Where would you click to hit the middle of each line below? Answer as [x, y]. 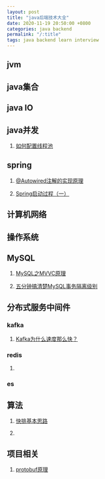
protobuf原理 [32, 469]
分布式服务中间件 [39, 307]
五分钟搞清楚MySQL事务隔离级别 [56, 287]
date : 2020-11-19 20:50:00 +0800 [49, 23]
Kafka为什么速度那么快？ [46, 339]
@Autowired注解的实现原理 [49, 180]
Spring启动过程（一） [43, 193]
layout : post [23, 12]
